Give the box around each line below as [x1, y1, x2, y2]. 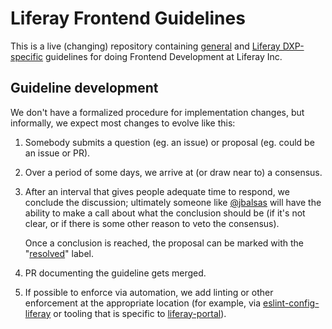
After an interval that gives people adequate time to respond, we [24, 185, 290, 197]
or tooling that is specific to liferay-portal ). [53, 307, 227, 319]
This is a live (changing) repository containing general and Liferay [10, 40, 281, 52]
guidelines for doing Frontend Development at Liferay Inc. [45, 50, 283, 62]
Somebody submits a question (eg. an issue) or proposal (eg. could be [24, 136, 315, 148]
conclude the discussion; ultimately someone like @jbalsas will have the [24, 196, 322, 208]
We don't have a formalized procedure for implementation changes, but [10, 106, 305, 118]
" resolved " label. [24, 247, 94, 259]
